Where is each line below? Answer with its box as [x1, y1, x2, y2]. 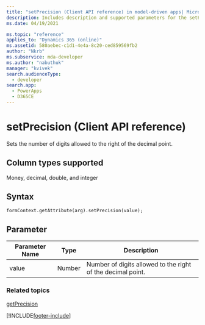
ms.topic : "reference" [6, 31, 64, 37]
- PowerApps [12, 88, 43, 95]
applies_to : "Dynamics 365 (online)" [6, 37, 103, 43]
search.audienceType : [6, 71, 62, 77]
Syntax [6, 191, 34, 202]
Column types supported [6, 158, 104, 168]
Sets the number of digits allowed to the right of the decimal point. [6, 140, 173, 147]
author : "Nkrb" [6, 48, 45, 55]
